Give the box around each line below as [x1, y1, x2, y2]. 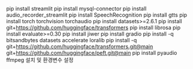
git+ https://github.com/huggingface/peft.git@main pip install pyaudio [6, 49, 177, 56]
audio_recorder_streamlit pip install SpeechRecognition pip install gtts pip [6, 11, 188, 18]
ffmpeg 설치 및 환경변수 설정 [6, 57, 74, 63]
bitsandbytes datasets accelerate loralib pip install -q [6, 37, 137, 43]
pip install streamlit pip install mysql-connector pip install [6, 5, 147, 12]
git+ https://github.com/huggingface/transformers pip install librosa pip [6, 24, 181, 31]
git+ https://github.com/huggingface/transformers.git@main [6, 43, 153, 50]
